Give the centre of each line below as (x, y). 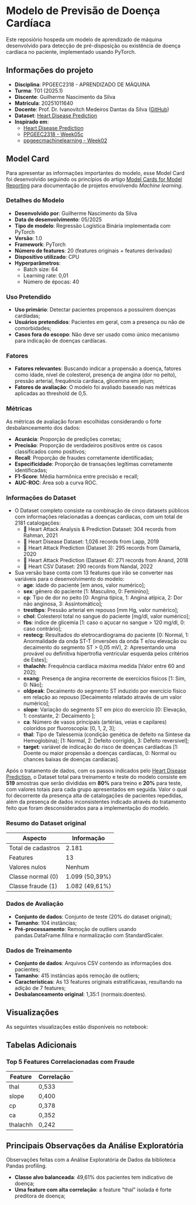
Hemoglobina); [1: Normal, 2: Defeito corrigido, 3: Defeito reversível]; (106, 741)
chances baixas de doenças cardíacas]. (71, 759)
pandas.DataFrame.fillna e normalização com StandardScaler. (89, 935)
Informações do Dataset (41, 498)
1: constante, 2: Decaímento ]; (59, 716)
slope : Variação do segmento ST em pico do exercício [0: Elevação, (105, 710)
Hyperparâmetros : (37, 263)
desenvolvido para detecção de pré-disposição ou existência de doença (93, 46)
